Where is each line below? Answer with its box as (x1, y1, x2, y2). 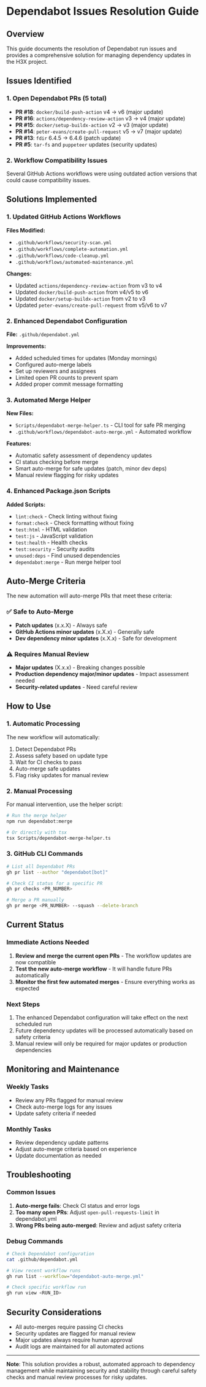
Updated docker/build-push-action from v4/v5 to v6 (15, 288, 149, 296)
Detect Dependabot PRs (15, 745, 77, 753)
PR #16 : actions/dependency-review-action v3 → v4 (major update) (15, 115, 186, 122)
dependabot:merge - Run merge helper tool (15, 558, 121, 566)
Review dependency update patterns (15, 1139, 109, 1146)
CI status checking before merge (15, 458, 99, 466)
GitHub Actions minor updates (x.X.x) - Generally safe (15, 628, 154, 636)
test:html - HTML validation (15, 526, 88, 533)
